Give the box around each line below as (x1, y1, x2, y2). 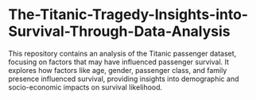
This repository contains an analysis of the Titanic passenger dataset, (8, 48, 237, 58)
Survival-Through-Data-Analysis (8, 22, 231, 40)
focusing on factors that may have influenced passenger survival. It (8, 57, 229, 67)
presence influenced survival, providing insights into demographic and (8, 74, 240, 83)
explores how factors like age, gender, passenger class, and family (8, 65, 227, 75)
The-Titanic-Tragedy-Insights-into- (8, 6, 249, 24)
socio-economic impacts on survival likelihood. (8, 82, 163, 92)
